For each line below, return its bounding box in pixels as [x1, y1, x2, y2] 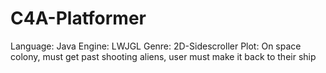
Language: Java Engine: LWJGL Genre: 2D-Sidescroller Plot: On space [10, 40, 302, 52]
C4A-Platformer [10, 7, 147, 30]
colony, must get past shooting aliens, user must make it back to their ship [10, 50, 317, 62]
